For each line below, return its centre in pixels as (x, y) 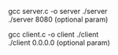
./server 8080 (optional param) (58, 19)
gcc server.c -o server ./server (58, 11)
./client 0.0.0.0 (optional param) (59, 43)
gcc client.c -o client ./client (53, 34)
